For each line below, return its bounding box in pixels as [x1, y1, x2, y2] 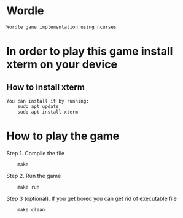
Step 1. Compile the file [6, 149, 65, 157]
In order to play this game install [6, 44, 173, 58]
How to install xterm [6, 82, 85, 92]
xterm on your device [6, 58, 118, 71]
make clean [17, 206, 45, 212]
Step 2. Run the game [6, 172, 61, 179]
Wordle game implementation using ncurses [6, 24, 117, 30]
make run [17, 184, 40, 190]
